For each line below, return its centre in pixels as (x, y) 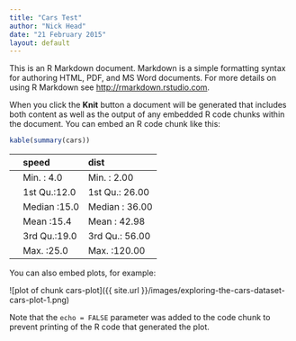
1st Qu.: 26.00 (119, 193)
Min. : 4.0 (43, 178)
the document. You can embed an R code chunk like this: (115, 124)
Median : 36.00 (120, 207)
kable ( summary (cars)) (50, 140)
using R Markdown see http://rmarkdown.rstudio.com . (109, 87)
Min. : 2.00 (111, 178)
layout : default (40, 43)
